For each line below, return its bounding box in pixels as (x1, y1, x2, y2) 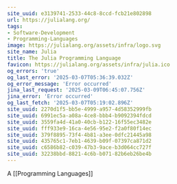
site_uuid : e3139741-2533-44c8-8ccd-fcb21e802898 (7, 10, 152, 17)
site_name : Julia (7, 49, 57, 56)
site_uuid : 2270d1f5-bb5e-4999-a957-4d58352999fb (7, 106, 152, 113)
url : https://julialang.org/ (7, 16, 91, 23)
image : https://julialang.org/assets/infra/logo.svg (7, 42, 161, 49)
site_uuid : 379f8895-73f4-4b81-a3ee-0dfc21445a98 (7, 131, 152, 138)
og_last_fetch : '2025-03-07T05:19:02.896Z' (7, 100, 134, 106)
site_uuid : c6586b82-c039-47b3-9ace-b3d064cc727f (7, 144, 152, 151)
